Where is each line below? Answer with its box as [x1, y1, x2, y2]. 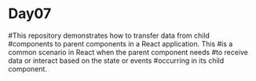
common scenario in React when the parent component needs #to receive [8, 47, 249, 57]
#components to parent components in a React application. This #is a [8, 39, 233, 48]
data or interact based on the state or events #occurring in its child [8, 56, 225, 65]
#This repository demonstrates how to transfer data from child [8, 31, 210, 40]
